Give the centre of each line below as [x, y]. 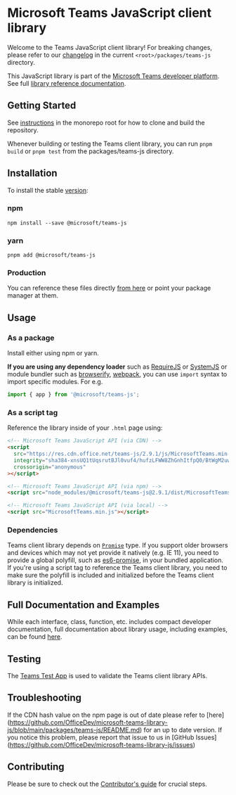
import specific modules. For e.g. [55, 382]
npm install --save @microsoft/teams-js [67, 223]
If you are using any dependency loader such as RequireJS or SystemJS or [117, 367]
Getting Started [42, 106]
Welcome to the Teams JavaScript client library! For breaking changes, [110, 47]
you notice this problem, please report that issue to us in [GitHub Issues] [112, 737]
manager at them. [33, 295]
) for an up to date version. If [181, 730]
